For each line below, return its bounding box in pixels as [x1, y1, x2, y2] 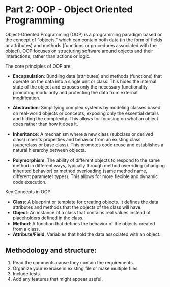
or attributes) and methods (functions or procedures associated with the [5, 42, 157, 48]
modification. [12, 95, 41, 101]
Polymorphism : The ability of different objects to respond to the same [12, 157, 160, 163]
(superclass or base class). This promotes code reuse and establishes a [12, 142, 164, 148]
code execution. [12, 179, 47, 185]
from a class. [12, 226, 40, 232]
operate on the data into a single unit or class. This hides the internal [12, 78, 157, 84]
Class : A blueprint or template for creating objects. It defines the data [12, 198, 159, 205]
